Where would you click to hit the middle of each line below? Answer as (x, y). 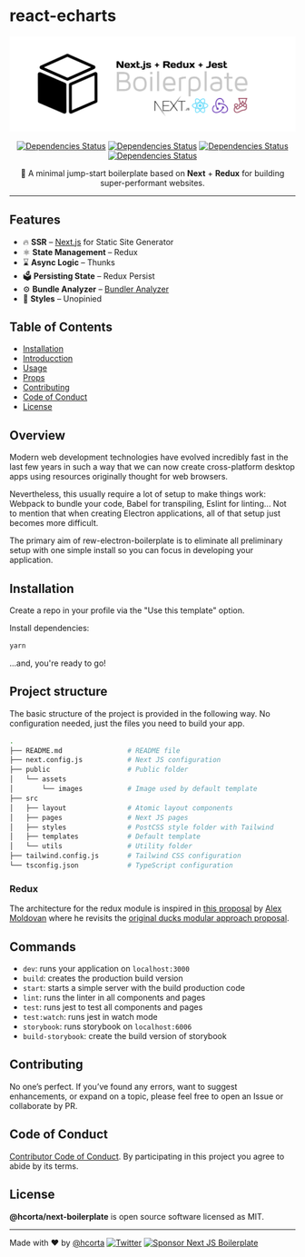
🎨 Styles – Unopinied (62, 298)
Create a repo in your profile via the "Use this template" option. (127, 610)
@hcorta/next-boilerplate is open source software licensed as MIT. (137, 1216)
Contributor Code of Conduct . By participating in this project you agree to (147, 1156)
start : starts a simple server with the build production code (133, 988)
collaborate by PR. (44, 1105)
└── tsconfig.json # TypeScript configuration (121, 866)
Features (35, 220)
